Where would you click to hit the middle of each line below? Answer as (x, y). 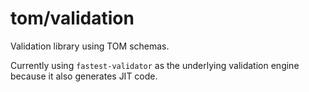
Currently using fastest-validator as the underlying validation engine (155, 65)
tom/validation (72, 18)
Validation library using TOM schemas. (90, 46)
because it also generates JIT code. (84, 76)
